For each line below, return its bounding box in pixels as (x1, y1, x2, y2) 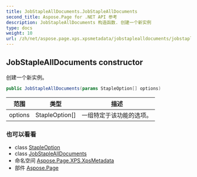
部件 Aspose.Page (14, 164, 59, 171)
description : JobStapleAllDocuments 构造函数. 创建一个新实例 (6, 19, 151, 25)
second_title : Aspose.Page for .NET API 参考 (6, 14, 117, 20)
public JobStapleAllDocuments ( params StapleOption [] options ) (6, 86, 161, 91)
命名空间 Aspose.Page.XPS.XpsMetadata (14, 156, 114, 164)
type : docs (6, 25, 33, 31)
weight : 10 (6, 30, 33, 36)
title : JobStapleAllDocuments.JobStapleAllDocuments (6, 8, 138, 15)
